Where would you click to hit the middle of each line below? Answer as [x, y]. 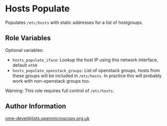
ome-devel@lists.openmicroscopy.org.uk [47, 118]
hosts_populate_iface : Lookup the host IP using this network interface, [85, 60]
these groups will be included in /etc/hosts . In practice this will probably [87, 76]
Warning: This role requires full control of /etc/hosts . [60, 91]
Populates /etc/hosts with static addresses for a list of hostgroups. [74, 22]
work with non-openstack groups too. [51, 81]
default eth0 [25, 65]
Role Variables [28, 38]
